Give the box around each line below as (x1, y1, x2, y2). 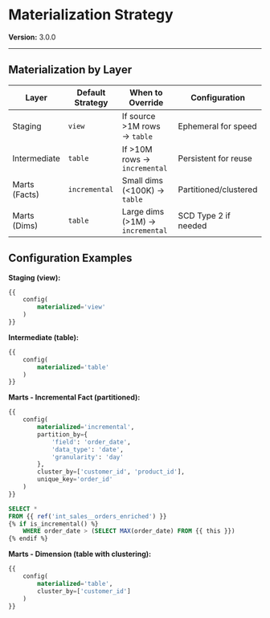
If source (121, 110, 156, 121)
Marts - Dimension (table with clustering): (8, 549, 151, 559)
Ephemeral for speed (178, 121, 257, 132)
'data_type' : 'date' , (51, 445, 125, 453)
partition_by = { (37, 430, 88, 439)
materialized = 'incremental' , (37, 424, 135, 432)
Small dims (121, 174, 163, 186)
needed (178, 219, 207, 231)
